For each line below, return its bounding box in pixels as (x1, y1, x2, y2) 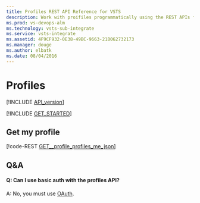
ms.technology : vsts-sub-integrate (6, 25, 95, 32)
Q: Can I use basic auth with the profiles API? (6, 177, 120, 184)
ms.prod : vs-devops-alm (6, 20, 65, 26)
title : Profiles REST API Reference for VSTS (6, 8, 121, 15)
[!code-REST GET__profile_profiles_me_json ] (6, 143, 116, 150)
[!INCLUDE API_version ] (6, 98, 64, 105)
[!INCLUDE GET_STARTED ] (6, 110, 73, 117)
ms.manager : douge (6, 42, 52, 48)
